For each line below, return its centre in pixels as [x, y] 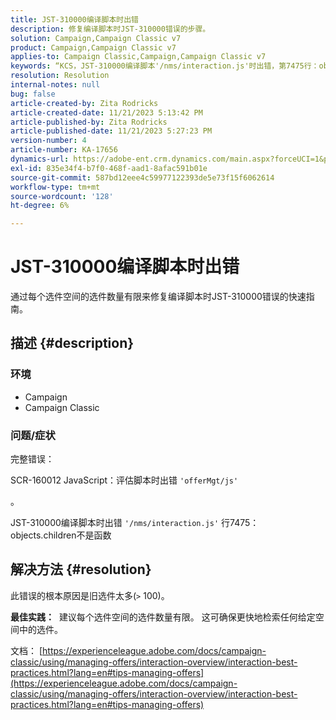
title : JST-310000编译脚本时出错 [74, 19]
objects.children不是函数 [61, 535]
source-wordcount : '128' [62, 196]
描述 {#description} [72, 343]
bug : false [33, 94]
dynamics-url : [40, 159]
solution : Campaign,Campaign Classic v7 [96, 38]
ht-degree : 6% [40, 206]
